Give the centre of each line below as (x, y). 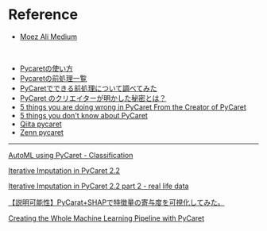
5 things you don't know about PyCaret (84, 115)
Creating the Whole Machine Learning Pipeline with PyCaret (106, 218)
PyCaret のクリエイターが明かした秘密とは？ (93, 98)
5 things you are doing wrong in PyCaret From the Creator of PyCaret (133, 107)
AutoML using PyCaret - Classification (71, 155)
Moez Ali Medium (48, 37)
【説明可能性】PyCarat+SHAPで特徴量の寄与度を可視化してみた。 (116, 202)
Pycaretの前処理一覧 (53, 78)
